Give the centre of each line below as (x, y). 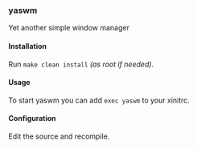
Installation (27, 46)
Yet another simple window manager (69, 28)
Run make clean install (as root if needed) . (81, 64)
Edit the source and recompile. (59, 136)
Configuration (32, 119)
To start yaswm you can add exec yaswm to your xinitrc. (99, 100)
